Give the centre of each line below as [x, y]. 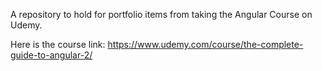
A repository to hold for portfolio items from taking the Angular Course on [161, 14]
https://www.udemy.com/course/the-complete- [205, 44]
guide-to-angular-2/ [51, 55]
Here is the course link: [58, 44]
